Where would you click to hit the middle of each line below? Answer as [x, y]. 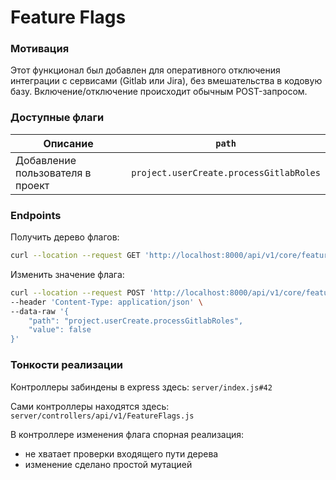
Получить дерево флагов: [65, 237]
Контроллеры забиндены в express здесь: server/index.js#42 [141, 387]
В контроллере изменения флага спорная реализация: [127, 434]
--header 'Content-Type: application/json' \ [106, 302]
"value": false [60, 330]
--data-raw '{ [40, 311]
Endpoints [36, 215]
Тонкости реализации [67, 365]
